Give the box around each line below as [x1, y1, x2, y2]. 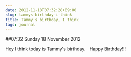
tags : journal [5, 22, 36, 27]
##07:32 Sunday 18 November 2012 [5, 36, 81, 42]
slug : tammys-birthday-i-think [5, 12, 72, 17]
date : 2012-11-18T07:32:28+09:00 [5, 7, 77, 13]
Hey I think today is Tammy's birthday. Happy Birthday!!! [5, 46, 126, 52]
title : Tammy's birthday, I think [5, 17, 79, 22]
